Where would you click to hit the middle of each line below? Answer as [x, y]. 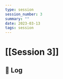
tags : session [20, 28]
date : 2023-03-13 [23, 23]
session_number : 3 [24, 14]
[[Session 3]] [32, 52]
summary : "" [17, 19]
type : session [20, 10]
